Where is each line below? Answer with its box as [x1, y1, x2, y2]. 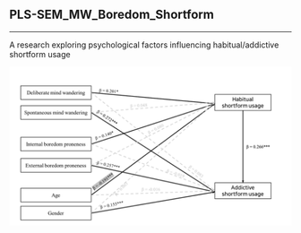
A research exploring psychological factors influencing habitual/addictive [9, 39, 279, 50]
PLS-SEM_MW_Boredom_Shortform [9, 7, 215, 22]
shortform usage [9, 48, 71, 59]
